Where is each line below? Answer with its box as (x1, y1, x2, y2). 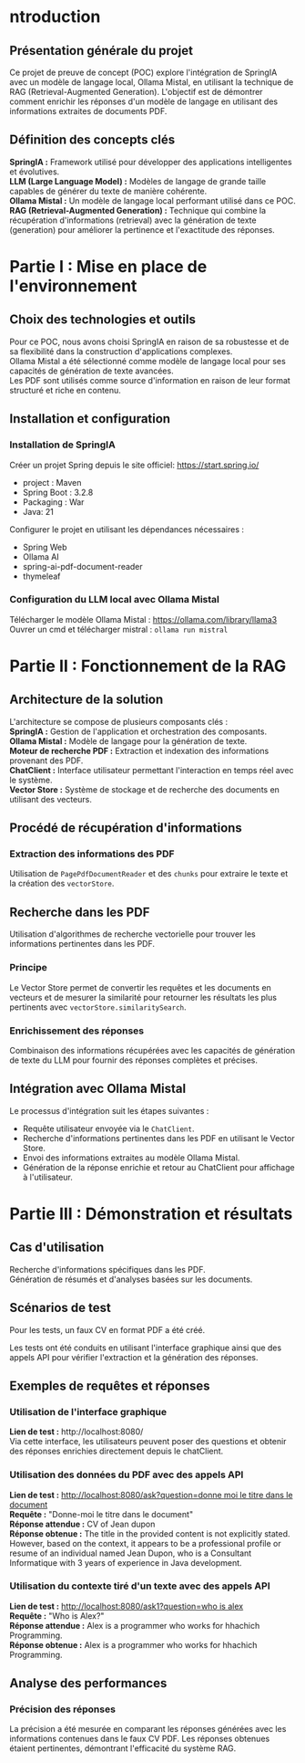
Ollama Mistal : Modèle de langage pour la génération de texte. (9, 735, 248, 746)
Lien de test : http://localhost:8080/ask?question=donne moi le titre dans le (9, 1489, 293, 1500)
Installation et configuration (9, 411, 171, 426)
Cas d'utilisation (9, 1240, 105, 1255)
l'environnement (9, 276, 137, 296)
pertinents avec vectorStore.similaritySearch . (9, 1002, 187, 1013)
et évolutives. (9, 166, 60, 177)
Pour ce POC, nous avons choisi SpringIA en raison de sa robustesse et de (9, 336, 290, 347)
